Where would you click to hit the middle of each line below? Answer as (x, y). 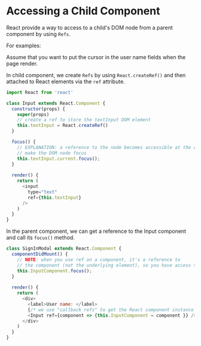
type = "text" (43, 192)
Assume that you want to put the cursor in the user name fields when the (96, 57)
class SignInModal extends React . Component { (64, 249)
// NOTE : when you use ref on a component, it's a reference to (99, 259)
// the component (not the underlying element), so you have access (104, 265)
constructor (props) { (39, 109)
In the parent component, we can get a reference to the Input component (96, 231)
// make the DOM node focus (52, 153)
